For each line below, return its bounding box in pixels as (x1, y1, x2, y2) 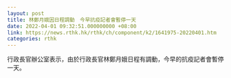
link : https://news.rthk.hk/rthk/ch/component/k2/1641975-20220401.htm (7, 29, 217, 36)
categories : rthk (7, 36, 57, 42)
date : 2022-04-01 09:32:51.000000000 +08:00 (7, 23, 137, 29)
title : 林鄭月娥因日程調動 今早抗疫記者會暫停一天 (7, 16, 136, 23)
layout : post (7, 10, 45, 17)
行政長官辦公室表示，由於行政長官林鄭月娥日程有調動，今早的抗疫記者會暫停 (7, 55, 224, 64)
